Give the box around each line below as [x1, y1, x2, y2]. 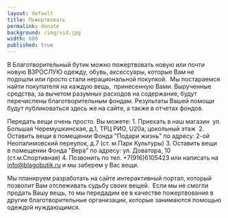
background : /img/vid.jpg [7, 29, 81, 36]
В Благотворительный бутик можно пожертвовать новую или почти [7, 61, 205, 68]
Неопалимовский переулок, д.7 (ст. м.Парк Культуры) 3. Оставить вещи [7, 139, 218, 147]
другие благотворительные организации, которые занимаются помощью [7, 196, 221, 204]
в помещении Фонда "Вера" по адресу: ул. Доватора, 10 [7, 146, 171, 154]
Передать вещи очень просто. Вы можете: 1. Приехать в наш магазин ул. [7, 118, 221, 125]
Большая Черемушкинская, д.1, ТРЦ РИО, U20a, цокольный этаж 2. [7, 124, 205, 133]
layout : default [7, 10, 53, 17]
